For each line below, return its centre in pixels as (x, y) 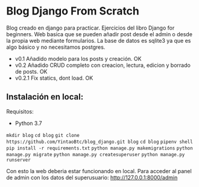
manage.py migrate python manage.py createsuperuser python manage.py (96, 154)
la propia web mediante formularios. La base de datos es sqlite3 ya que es (99, 40)
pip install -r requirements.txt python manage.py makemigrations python (99, 148)
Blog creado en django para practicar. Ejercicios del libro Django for (90, 28)
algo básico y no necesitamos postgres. (56, 47)
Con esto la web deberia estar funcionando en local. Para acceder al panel (99, 171)
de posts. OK (31, 71)
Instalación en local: (45, 97)
